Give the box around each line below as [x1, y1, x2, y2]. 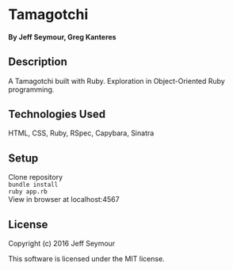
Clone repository [8, 173, 63, 182]
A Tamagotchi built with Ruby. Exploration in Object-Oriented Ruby [8, 76, 226, 86]
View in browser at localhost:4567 [8, 195, 120, 204]
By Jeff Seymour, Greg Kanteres [8, 32, 116, 41]
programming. [8, 85, 55, 94]
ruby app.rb [8, 188, 48, 196]
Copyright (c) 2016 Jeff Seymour [8, 239, 116, 249]
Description [8, 55, 67, 69]
